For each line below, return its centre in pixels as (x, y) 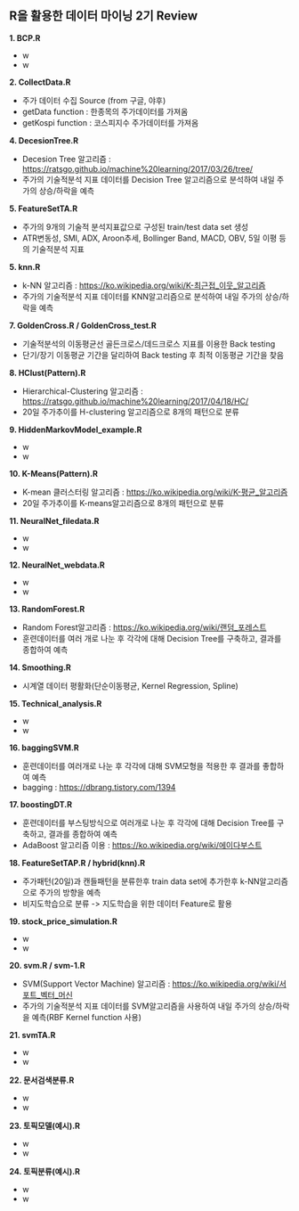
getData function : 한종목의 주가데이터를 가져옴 (105, 111)
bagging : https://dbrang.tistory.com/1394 (99, 787)
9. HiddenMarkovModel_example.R (76, 430)
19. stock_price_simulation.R (63, 921)
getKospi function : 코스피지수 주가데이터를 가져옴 (110, 122)
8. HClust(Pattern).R (48, 372)
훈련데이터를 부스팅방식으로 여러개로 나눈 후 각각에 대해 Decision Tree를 (148, 822)
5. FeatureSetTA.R (44, 209)
